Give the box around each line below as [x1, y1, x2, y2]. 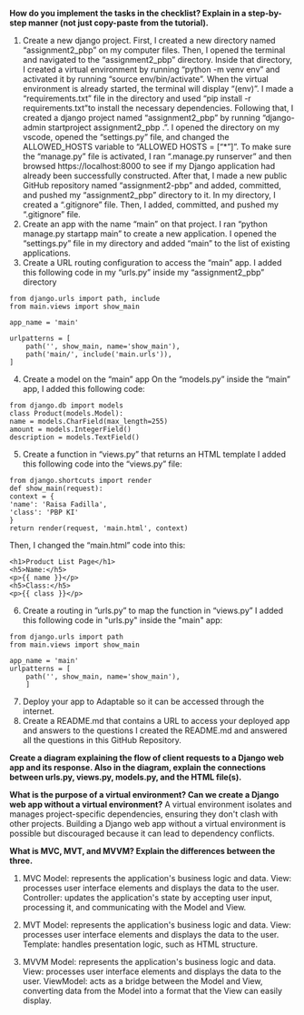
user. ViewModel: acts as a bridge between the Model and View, [22, 976, 263, 986]
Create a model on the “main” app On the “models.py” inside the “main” [22, 374, 291, 385]
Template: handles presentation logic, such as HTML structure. [22, 939, 259, 950]
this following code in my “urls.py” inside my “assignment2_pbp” [22, 267, 265, 277]
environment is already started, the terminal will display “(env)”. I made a [22, 84, 294, 94]
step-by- [248, 8, 283, 18]
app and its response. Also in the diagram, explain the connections [9, 762, 266, 772]
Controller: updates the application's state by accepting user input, [22, 892, 273, 903]
